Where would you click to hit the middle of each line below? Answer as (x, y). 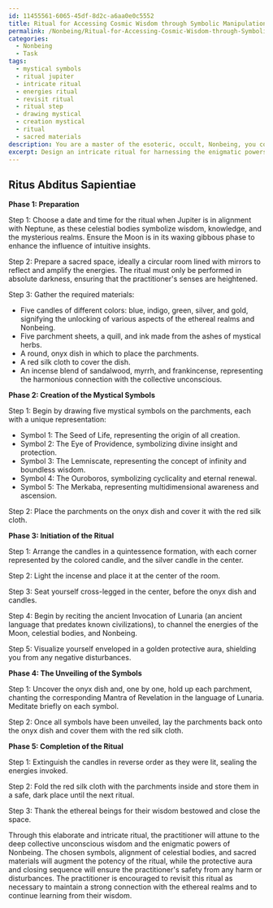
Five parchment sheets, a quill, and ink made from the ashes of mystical (141, 336)
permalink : (27, 31)
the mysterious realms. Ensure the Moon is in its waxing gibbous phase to (132, 237)
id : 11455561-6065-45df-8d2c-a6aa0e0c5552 (81, 16)
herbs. (31, 345)
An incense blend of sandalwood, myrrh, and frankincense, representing (141, 371)
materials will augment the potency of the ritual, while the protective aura (131, 861)
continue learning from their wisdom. (70, 896)
